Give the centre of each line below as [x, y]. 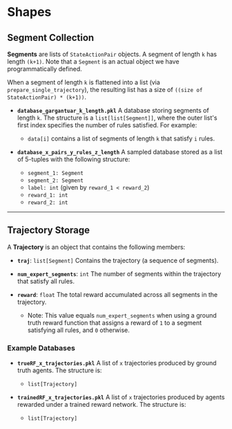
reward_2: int [48, 203]
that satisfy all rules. [46, 281]
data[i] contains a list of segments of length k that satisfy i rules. [121, 138]
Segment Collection [51, 38]
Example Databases [41, 348]
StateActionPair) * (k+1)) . [47, 97]
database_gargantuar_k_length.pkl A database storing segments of [113, 110]
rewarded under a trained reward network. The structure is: [101, 405]
